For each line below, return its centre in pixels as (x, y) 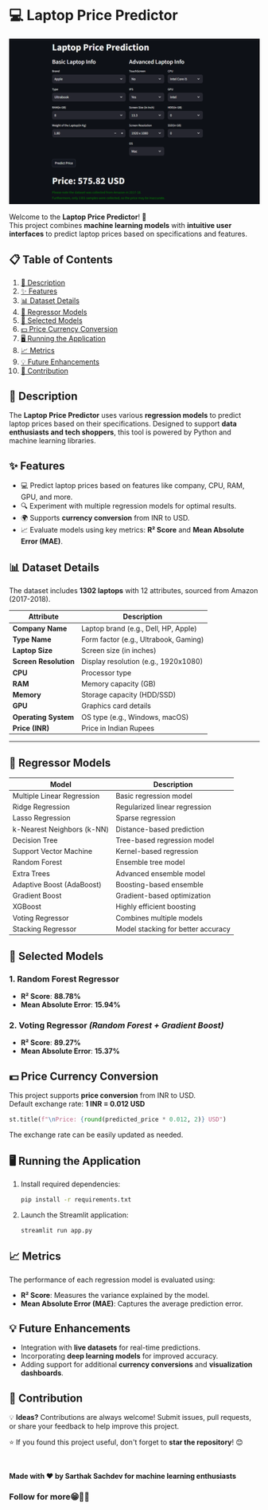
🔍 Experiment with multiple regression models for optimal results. (128, 506)
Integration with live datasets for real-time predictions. (111, 1347)
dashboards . (42, 1373)
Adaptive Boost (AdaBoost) (57, 884)
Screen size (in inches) (119, 651)
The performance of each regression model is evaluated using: (112, 1280)
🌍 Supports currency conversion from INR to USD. (105, 518)
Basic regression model (154, 796)
